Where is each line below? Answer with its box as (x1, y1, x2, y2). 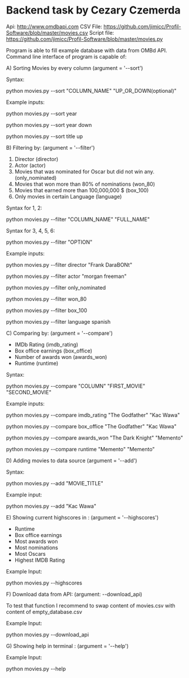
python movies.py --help (6, 665, 66, 672)
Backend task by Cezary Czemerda (6, 4, 181, 17)
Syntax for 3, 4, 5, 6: (6, 227, 56, 234)
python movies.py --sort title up (6, 133, 83, 140)
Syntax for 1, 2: (6, 204, 42, 212)
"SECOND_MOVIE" (6, 388, 52, 395)
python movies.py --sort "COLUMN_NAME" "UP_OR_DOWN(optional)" (6, 87, 177, 94)
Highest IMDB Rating (14, 556, 65, 563)
